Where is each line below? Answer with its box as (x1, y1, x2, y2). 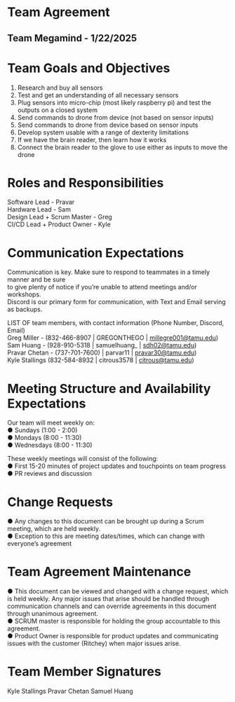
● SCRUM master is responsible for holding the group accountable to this (7, 617, 221, 626)
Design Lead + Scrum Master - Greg (7, 213, 112, 221)
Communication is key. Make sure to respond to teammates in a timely (7, 268, 210, 277)
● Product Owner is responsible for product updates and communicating (7, 632, 219, 640)
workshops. (7, 290, 41, 298)
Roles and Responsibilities (7, 174, 164, 191)
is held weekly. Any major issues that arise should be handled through (7, 595, 210, 603)
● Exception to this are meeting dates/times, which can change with (7, 532, 206, 540)
